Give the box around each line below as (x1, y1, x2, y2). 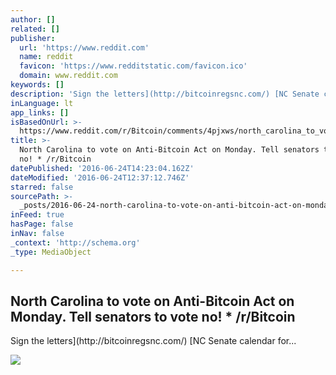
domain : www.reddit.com (19, 71, 118, 81)
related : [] (10, 24, 60, 34)
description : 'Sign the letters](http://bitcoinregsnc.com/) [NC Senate (10, 89, 320, 99)
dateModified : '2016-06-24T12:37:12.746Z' (10, 172, 190, 183)
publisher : (10, 33, 56, 43)
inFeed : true (10, 210, 65, 220)
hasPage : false (10, 219, 74, 230)
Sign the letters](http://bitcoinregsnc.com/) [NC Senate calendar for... (10, 335, 297, 347)
